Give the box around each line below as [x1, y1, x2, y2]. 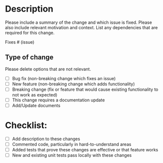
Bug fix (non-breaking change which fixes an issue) [12, 75, 116, 81]
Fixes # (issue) [5, 39, 35, 45]
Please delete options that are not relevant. [5, 66, 91, 72]
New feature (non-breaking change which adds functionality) [12, 81, 135, 87]
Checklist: [5, 120, 48, 131]
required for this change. [5, 30, 55, 35]
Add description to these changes [12, 136, 80, 142]
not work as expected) [12, 92, 57, 98]
